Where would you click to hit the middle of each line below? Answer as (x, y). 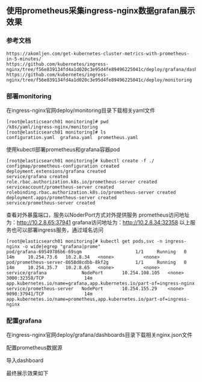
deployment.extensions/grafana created (56, 171)
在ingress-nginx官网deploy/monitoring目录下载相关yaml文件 (81, 110)
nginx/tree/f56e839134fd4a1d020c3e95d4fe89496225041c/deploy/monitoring (99, 80)
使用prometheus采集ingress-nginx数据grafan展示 (101, 11)
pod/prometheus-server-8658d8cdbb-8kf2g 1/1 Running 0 (96, 262)
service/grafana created (37, 176)
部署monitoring (29, 96)
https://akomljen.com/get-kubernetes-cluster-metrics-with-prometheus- (98, 54)
